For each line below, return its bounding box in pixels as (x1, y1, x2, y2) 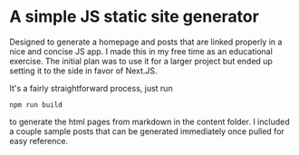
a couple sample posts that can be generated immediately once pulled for (9, 125, 285, 137)
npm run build (9, 100, 63, 110)
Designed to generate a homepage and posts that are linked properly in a (9, 36, 283, 47)
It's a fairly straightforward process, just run (9, 82, 174, 93)
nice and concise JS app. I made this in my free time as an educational (9, 45, 274, 56)
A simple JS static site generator (9, 6, 260, 27)
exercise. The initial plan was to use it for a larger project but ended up (9, 55, 274, 66)
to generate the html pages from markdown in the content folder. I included (9, 116, 290, 127)
